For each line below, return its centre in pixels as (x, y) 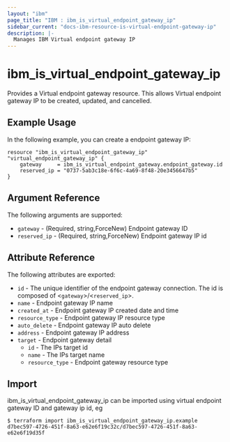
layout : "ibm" (28, 14)
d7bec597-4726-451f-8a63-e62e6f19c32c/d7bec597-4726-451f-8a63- (102, 427)
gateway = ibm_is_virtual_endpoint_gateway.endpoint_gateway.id (121, 165)
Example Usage (42, 123)
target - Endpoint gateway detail (64, 340)
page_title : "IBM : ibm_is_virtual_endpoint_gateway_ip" (92, 20)
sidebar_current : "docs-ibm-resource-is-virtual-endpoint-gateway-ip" (112, 26)
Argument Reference (54, 198)
